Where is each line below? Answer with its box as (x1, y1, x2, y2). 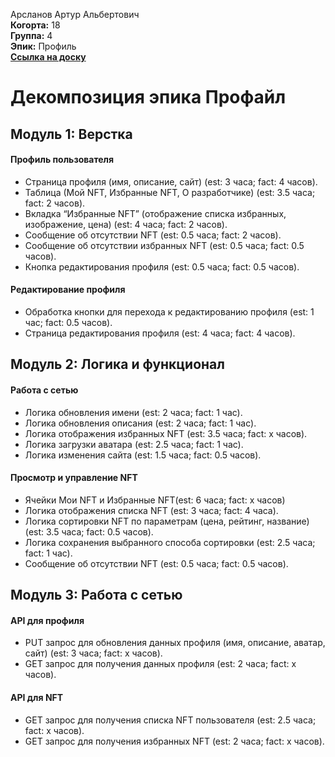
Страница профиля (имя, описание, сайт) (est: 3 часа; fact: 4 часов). (24, 175, 318, 188)
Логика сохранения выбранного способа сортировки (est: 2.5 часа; (24, 536, 316, 548)
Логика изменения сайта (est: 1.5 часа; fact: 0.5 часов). (24, 449, 262, 461)
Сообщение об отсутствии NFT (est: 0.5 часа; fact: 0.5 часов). (24, 557, 289, 569)
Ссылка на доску (10, 51, 87, 63)
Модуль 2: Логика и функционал (10, 356, 225, 373)
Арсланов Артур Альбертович (10, 9, 140, 20)
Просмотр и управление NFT (10, 472, 138, 484)
